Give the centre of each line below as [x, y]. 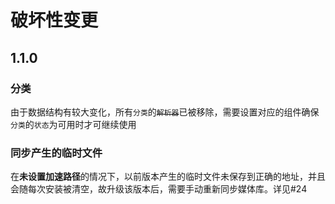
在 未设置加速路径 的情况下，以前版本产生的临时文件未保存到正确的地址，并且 [168, 177]
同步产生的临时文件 [56, 153]
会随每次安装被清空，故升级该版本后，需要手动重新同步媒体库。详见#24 [159, 189]
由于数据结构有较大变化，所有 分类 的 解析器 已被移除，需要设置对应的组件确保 [165, 112]
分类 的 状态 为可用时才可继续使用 [73, 124]
